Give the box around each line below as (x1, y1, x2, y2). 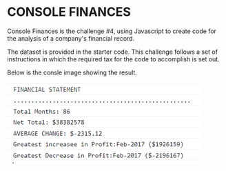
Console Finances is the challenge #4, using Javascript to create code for (7, 27, 217, 35)
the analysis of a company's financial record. (7, 34, 135, 42)
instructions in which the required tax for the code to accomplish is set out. (7, 54, 220, 63)
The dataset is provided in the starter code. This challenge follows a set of (7, 48, 218, 56)
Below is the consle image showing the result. (7, 68, 138, 77)
